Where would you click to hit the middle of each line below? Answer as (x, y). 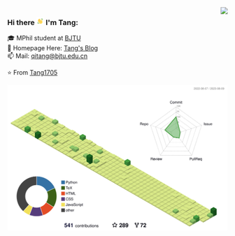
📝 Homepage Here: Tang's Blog (53, 47)
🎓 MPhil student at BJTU (44, 38)
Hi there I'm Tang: (43, 22)
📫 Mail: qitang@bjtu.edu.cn (48, 56)
